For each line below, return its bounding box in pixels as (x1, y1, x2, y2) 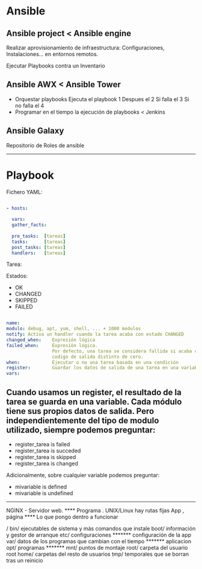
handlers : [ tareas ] (11, 250, 66, 256)
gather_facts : (11, 222, 47, 228)
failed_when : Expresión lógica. (6, 342, 98, 348)
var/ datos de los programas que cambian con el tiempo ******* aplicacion (6, 538, 191, 545)
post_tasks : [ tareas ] (11, 244, 66, 250)
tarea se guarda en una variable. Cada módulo (6, 396, 182, 407)
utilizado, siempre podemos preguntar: (6, 425, 156, 435)
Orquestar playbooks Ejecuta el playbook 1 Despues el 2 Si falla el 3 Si (14, 95, 189, 103)
